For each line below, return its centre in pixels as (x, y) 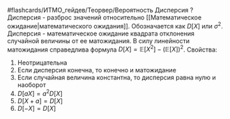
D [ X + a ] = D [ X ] (40, 101)
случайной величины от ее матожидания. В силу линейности (99, 40)
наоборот (32, 85)
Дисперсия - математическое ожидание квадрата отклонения (101, 33)
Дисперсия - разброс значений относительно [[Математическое (105, 17)
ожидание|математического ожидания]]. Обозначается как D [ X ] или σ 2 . (115, 25)
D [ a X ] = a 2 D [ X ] (40, 93)
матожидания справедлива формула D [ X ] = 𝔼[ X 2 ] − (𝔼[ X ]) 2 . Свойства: (112, 49)
